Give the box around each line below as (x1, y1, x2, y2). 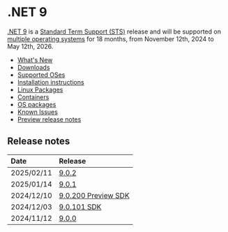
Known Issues (17, 108, 58, 116)
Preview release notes (17, 115, 82, 123)
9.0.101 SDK (59, 202, 102, 212)
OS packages (17, 100, 56, 108)
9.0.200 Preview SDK (59, 190, 130, 200)
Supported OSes (17, 71, 66, 79)
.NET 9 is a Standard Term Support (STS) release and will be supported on (7, 27, 222, 36)
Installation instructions (17, 78, 85, 86)
